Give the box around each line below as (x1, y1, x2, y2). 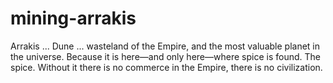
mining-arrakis (10, 7, 137, 30)
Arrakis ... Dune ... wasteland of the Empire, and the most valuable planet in (10, 40, 320, 52)
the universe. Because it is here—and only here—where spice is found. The (10, 50, 321, 62)
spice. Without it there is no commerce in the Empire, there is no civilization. (10, 61, 323, 73)
